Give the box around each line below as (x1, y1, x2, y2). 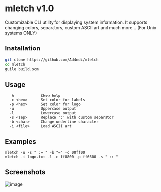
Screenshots (5, 168, 46, 176)
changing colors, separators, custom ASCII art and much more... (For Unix (5, 24, 157, 30)
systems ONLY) (5, 30, 37, 36)
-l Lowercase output (9, 111, 77, 116)
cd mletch (5, 62, 26, 67)
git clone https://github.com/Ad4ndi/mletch (5, 57, 99, 62)
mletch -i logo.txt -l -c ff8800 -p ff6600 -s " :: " (5, 154, 119, 159)
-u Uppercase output (9, 106, 77, 111)
